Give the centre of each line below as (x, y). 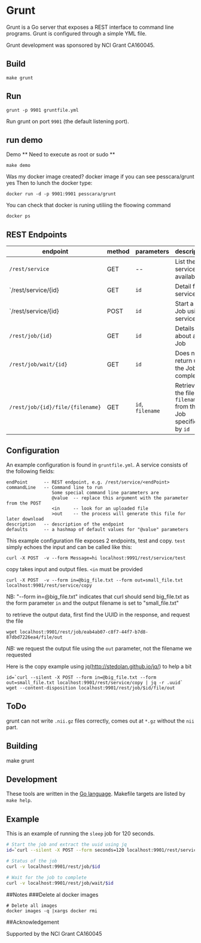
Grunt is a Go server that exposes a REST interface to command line (90, 27)
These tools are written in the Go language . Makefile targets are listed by (96, 794)
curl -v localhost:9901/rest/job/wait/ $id (60, 883)
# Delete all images (32, 905)
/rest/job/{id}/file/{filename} (55, 407)
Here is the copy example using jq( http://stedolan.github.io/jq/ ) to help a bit (99, 666)
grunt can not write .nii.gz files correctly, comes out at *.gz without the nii (100, 721)
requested (19, 655)
